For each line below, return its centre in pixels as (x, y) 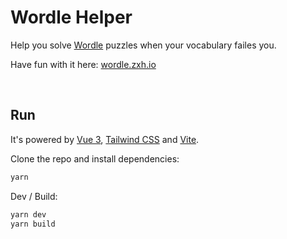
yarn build (33, 224)
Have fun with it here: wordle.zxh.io (83, 64)
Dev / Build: (34, 196)
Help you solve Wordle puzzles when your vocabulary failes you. (143, 45)
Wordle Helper (71, 17)
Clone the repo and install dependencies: (95, 158)
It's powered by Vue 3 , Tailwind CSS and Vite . (105, 139)
